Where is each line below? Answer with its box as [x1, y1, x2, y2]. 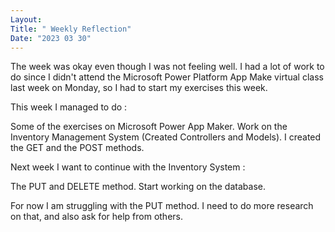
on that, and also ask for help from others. [10, 211, 184, 223]
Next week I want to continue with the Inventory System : [10, 161, 246, 173]
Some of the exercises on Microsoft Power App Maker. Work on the [10, 121, 288, 133]
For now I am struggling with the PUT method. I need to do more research [10, 200, 314, 212]
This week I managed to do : [10, 101, 128, 113]
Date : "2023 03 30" [10, 33, 92, 43]
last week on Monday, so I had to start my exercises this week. [10, 82, 268, 94]
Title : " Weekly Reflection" [10, 24, 132, 34]
